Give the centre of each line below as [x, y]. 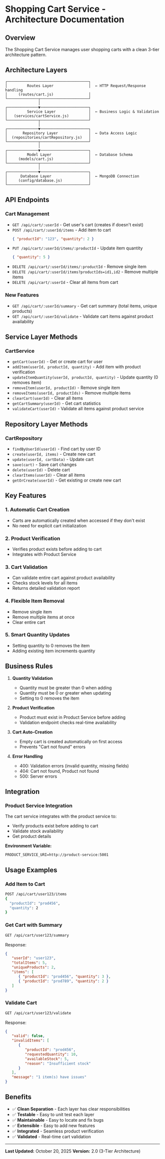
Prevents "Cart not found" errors [53, 747]
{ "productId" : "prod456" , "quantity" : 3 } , [64, 976]
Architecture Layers [36, 70]
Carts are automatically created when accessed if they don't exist [79, 520]
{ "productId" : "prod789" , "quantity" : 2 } [63, 981]
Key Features [26, 496]
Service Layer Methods [41, 337]
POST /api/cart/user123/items [36, 894]
